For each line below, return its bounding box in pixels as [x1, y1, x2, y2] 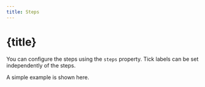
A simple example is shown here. [6, 74, 90, 81]
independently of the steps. [6, 61, 76, 69]
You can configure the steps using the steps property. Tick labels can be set [6, 55, 199, 63]
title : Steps [6, 9, 40, 15]
